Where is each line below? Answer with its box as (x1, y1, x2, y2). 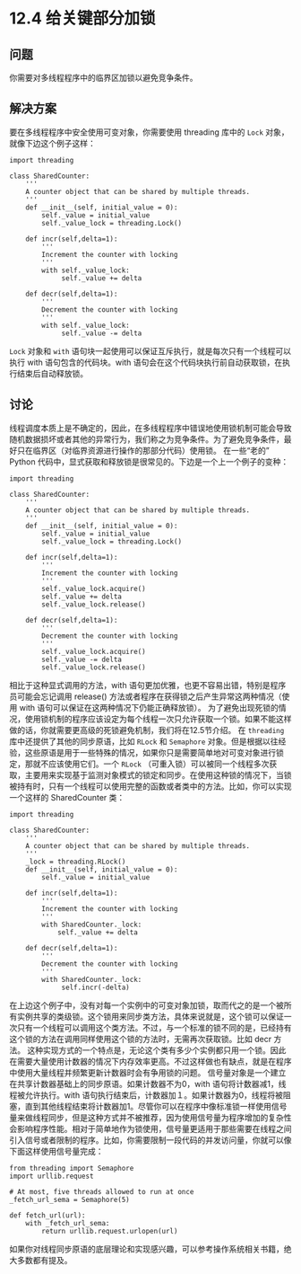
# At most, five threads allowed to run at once (9, 1187, 194, 1196)
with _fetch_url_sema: (25, 1218, 110, 1227)
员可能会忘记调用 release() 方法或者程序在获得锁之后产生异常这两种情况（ (9, 691, 282, 702)
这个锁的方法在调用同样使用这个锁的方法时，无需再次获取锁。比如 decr (9, 1033, 271, 1044)
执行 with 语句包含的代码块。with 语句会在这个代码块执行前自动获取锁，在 (9, 357, 283, 367)
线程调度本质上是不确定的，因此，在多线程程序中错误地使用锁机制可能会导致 (9, 422, 292, 433)
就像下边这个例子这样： (9, 137, 96, 148)
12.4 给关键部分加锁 (9, 8, 156, 29)
